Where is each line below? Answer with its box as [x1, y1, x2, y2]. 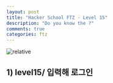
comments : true [6, 25, 45, 32]
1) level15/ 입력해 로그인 [6, 67, 93, 78]
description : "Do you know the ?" [6, 20, 95, 26]
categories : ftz [6, 32, 48, 38]
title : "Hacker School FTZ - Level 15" [6, 15, 108, 21]
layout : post [6, 8, 40, 15]
